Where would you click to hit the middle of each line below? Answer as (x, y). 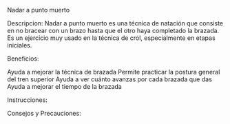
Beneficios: (23, 59)
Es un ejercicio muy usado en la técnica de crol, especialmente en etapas (111, 38)
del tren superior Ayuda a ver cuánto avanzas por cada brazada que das (109, 79)
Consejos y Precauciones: (44, 113)
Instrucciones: (28, 100)
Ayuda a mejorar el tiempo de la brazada (64, 86)
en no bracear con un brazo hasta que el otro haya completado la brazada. (113, 31)
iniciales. (20, 45)
